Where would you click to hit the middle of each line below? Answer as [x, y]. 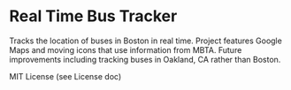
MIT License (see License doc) [65, 76]
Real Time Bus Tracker [93, 16]
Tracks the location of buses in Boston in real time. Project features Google [146, 41]
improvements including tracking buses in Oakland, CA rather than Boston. [145, 59]
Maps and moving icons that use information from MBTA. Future [126, 49]
